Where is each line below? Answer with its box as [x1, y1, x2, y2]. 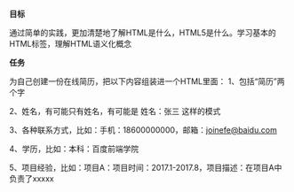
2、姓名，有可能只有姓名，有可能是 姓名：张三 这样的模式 [9, 106, 221, 116]
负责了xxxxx [9, 173, 55, 184]
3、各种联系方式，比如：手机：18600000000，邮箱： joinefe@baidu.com [9, 125, 277, 135]
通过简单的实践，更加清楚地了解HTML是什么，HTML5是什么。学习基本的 [9, 27, 277, 38]
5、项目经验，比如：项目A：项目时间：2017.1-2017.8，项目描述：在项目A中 [9, 163, 282, 173]
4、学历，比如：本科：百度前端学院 [9, 143, 139, 154]
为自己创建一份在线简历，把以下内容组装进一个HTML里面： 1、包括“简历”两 [9, 76, 285, 87]
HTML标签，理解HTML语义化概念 [9, 39, 132, 49]
